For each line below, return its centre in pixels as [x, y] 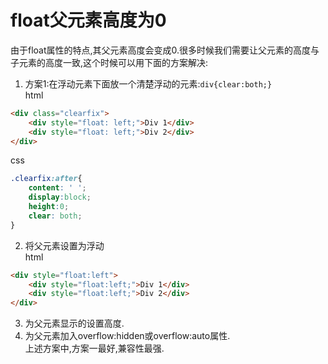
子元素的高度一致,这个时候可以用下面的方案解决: [109, 62]
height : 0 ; [49, 207]
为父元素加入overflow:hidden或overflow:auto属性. [127, 336]
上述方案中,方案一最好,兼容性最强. [94, 348]
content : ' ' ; [57, 188]
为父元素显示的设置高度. [74, 323]
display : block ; [60, 197]
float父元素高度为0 [88, 20]
